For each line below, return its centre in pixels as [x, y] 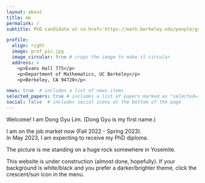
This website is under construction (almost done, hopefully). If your [91, 161]
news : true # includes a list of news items [65, 91]
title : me [19, 18]
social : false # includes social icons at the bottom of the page [94, 102]
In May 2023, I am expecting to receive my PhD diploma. [77, 137]
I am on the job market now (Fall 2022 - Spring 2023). [74, 131]
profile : [17, 40]
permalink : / [23, 23]
